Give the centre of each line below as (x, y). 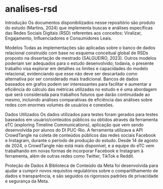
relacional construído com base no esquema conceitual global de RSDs (77, 53)
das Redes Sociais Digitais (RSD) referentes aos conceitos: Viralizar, (73, 33)
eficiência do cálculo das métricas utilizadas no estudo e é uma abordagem (81, 89)
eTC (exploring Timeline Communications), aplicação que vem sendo (74, 125)
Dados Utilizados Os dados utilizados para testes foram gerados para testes (81, 114)
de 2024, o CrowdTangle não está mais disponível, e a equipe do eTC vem (80, 145)
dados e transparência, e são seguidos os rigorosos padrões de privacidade (82, 176)
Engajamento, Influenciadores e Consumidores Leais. (59, 38)
